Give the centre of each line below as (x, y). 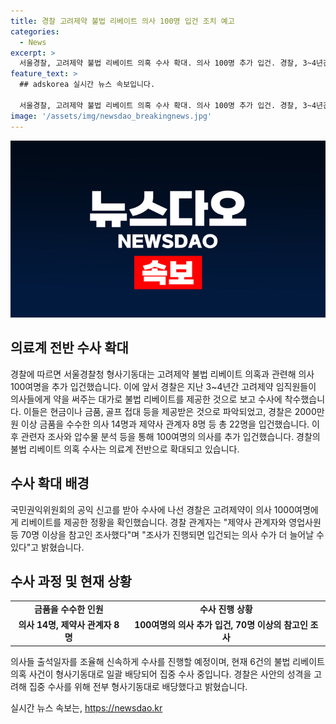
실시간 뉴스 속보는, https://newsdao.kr (86, 707)
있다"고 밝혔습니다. (47, 547)
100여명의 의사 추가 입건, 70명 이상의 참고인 (221, 625)
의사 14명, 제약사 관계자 (65, 625)
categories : (35, 31)
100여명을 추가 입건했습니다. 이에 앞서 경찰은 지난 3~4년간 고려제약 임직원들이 (163, 386)
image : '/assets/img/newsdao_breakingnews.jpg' (111, 116)
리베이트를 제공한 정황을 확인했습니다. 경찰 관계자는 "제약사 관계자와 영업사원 (171, 522)
